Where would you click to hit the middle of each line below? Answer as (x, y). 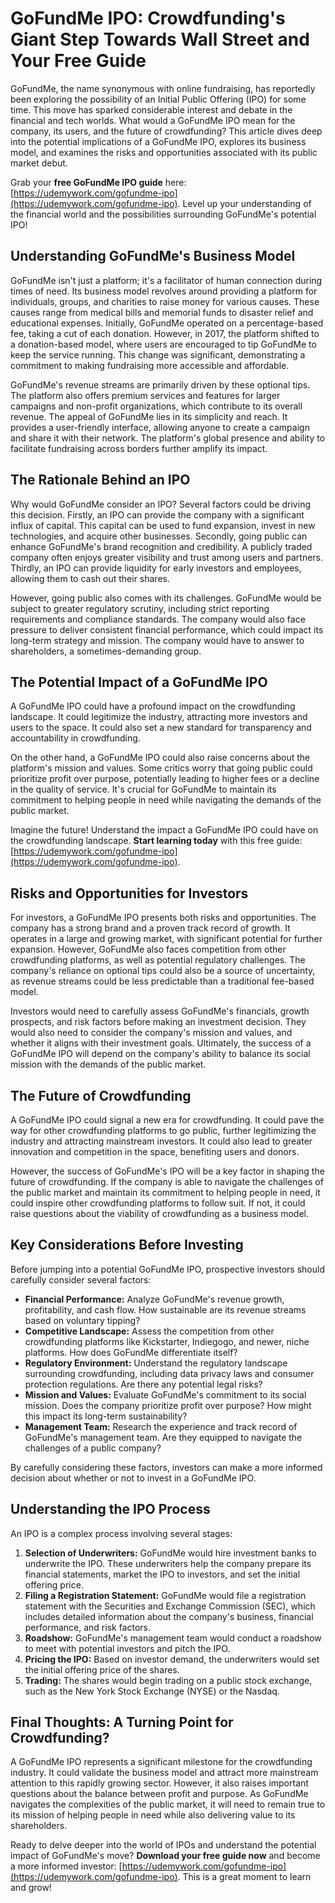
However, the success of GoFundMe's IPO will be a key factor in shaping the (167, 1171)
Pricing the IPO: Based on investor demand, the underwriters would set (172, 1659)
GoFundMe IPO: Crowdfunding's (148, 18)
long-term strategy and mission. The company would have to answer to (157, 640)
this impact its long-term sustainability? (106, 1416)
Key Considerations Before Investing (127, 1245)
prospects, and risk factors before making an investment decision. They (158, 1022)
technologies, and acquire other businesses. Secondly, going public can (159, 536)
